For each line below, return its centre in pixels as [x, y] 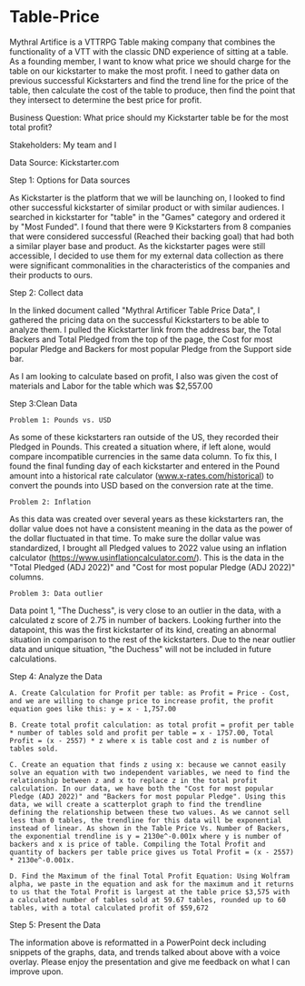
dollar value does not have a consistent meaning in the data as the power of [151, 528]
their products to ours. [51, 275]
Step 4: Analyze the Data [56, 676]
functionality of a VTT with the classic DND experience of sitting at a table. [149, 51]
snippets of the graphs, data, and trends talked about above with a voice [145, 951]
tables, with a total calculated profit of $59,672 [109, 908]
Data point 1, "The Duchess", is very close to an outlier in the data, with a [145, 610]
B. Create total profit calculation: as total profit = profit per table [152, 725]
